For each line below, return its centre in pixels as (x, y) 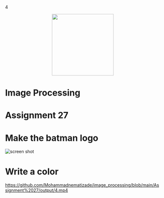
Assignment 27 (37, 115)
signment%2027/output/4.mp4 (36, 190)
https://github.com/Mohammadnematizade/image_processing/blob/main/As (82, 185)
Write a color (32, 171)
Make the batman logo (52, 138)
